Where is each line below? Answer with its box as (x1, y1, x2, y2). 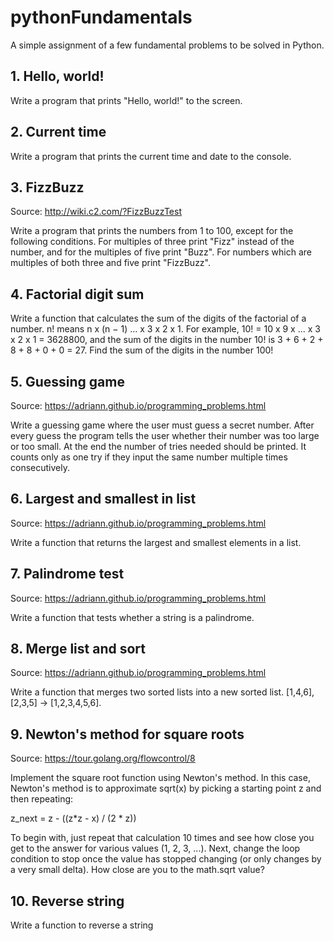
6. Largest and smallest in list (10, 491, 197, 508)
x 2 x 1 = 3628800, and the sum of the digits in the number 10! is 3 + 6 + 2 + (10, 334, 324, 346)
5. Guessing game (10, 373, 125, 390)
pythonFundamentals (10, 6, 193, 29)
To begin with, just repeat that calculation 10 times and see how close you (10, 832, 315, 844)
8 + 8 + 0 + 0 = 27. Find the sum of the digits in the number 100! (10, 344, 274, 356)
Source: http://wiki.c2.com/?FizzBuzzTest (10, 206, 182, 218)
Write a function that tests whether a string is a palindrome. (10, 611, 255, 623)
